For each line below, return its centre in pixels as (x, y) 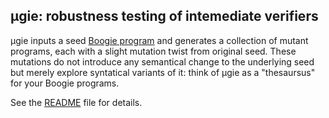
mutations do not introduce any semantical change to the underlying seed (162, 61)
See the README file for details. (76, 102)
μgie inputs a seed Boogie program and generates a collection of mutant (159, 40)
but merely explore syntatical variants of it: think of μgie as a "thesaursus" (163, 72)
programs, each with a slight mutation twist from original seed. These (153, 51)
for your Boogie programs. (65, 83)
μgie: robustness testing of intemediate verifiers (164, 16)
